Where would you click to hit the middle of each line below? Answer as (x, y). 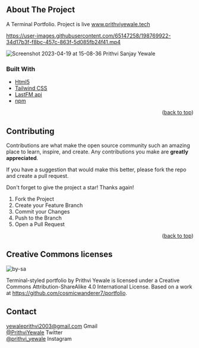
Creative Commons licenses (59, 254)
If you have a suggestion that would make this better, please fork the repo (96, 170)
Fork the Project (34, 199)
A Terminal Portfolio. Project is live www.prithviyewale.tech (78, 24)
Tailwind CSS (31, 88)
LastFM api (29, 95)
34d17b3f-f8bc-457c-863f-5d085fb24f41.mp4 (63, 42)
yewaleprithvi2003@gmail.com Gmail (52, 326)
